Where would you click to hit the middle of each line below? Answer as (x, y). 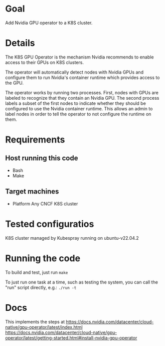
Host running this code (42, 158)
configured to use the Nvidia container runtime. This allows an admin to (79, 108)
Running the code (43, 258)
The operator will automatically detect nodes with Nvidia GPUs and (74, 72)
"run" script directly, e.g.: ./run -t (41, 287)
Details (20, 43)
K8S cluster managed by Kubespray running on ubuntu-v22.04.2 (72, 238)
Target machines (32, 192)
